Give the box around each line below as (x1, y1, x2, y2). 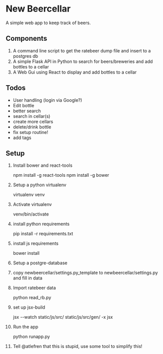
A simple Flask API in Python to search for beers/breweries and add (13, 58, 153, 64)
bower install (13, 250, 40, 256)
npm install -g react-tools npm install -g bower (13, 172, 109, 178)
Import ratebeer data (13, 285, 56, 291)
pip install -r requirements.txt (13, 231, 73, 237)
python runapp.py (13, 333, 50, 340)
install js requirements (13, 240, 59, 247)
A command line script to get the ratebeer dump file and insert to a (13, 47, 151, 53)
